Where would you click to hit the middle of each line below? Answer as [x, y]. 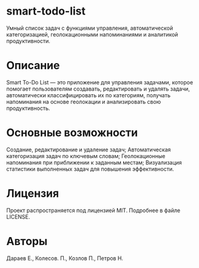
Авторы [27, 241]
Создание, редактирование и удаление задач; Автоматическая [89, 149]
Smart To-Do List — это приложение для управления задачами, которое [100, 82]
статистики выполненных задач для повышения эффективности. [90, 169]
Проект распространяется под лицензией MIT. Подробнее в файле [93, 210]
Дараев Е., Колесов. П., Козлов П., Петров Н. [65, 258]
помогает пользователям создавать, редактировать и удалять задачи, [98, 89]
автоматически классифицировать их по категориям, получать [89, 95]
